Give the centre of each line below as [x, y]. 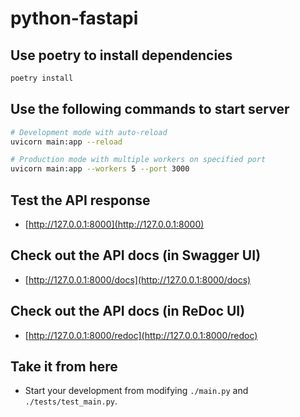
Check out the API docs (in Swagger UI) [136, 255]
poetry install [42, 78]
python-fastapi [74, 18]
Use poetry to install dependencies [121, 55]
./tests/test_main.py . [71, 401]
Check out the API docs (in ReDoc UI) [128, 311]
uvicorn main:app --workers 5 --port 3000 [100, 169]
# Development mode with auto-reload [89, 132]
